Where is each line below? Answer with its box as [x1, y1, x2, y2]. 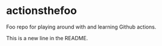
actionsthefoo [6, 4, 77, 17]
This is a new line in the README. [6, 34, 88, 41]
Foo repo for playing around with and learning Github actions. [6, 23, 157, 30]
